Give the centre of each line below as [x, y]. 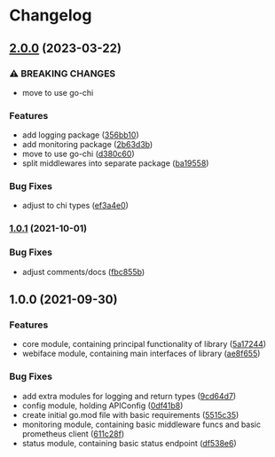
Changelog [51, 16]
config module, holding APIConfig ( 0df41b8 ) [102, 406]
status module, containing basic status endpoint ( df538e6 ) [129, 443]
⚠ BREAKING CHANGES [63, 74]
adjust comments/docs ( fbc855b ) [83, 272]
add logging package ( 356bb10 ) [80, 135]
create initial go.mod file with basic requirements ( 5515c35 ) [130, 414]
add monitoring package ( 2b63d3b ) [87, 145]
